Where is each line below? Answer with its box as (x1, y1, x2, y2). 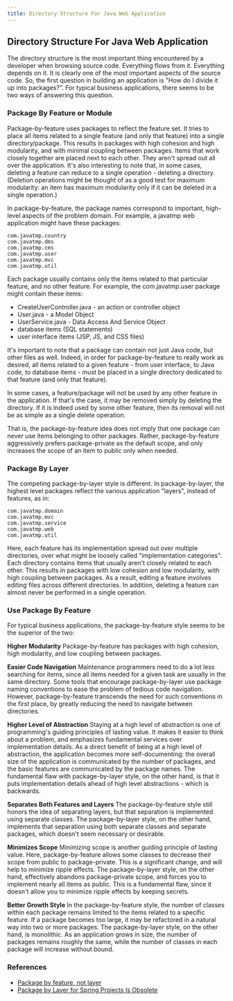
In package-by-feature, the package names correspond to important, (7, 204, 205, 212)
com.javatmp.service (7, 520, 67, 527)
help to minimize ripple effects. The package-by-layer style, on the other (7, 865, 215, 874)
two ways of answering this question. (7, 91, 114, 99)
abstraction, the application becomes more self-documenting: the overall (7, 750, 216, 758)
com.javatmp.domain (7, 508, 64, 515)
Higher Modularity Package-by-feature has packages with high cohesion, (7, 642, 220, 651)
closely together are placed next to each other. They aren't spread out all (7, 153, 216, 162)
